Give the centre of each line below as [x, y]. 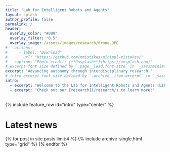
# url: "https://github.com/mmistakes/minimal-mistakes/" [74, 57]
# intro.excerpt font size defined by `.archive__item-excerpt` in [78, 76]
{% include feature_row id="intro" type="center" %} [60, 104]
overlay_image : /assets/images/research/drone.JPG [64, 43]
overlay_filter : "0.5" [34, 39]
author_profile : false [29, 19]
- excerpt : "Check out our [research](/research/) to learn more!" [82, 90]
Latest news [31, 125]
